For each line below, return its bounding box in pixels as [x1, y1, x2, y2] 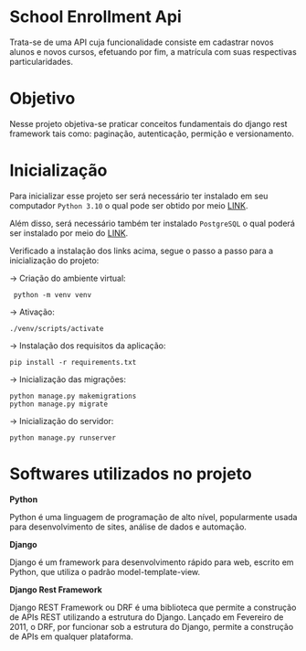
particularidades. [9, 56, 73, 67]
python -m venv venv [13, 290, 92, 299]
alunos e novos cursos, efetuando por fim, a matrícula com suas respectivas [9, 46, 297, 57]
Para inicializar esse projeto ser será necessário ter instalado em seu [9, 190, 269, 201]
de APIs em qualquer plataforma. [9, 631, 134, 642]
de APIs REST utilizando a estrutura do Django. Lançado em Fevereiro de [9, 611, 284, 623]
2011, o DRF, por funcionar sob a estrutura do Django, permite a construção [9, 621, 294, 632]
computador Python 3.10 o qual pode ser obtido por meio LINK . [9, 199, 248, 211]
